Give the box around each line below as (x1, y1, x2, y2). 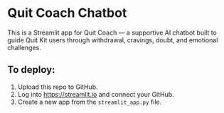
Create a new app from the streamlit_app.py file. (17, 97, 162, 106)
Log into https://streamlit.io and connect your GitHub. (17, 90, 174, 98)
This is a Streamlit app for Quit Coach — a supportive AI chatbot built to (7, 28, 217, 37)
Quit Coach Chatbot (7, 5, 127, 21)
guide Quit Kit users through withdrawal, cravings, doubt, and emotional (7, 35, 218, 44)
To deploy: (7, 64, 55, 76)
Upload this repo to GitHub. (17, 83, 98, 91)
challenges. (7, 43, 41, 52)
